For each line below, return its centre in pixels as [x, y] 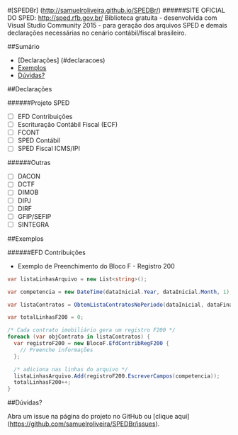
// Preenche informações [57, 350]
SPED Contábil [39, 140]
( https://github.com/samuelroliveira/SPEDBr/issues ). [84, 424]
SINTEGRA [33, 224]
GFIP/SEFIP [34, 216]
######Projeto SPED [39, 103]
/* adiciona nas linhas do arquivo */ [71, 369]
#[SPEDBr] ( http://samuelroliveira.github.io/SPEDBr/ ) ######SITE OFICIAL [116, 10]
